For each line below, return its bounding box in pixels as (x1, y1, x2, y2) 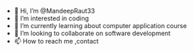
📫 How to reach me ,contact (14, 37, 99, 45)
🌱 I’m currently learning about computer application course (14, 22, 187, 30)
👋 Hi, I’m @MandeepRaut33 (14, 7, 95, 15)
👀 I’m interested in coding (14, 14, 90, 22)
